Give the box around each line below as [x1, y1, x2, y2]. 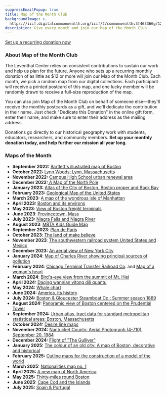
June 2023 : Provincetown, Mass [12, 211, 79, 217]
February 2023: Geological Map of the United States [12, 190, 120, 196]
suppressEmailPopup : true [5, 7, 58, 12]
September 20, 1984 [12, 332, 54, 338]
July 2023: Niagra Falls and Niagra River [12, 216, 95, 222]
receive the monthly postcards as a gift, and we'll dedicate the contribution [5, 104, 158, 110]
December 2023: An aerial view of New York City [12, 247, 114, 253]
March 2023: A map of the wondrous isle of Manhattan [12, 195, 125, 201]
